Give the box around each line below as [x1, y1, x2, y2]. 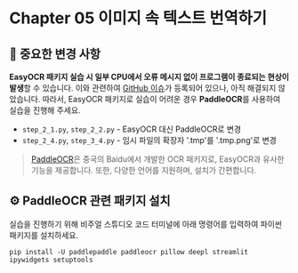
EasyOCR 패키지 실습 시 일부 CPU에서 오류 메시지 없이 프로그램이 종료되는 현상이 [9, 72, 289, 82]
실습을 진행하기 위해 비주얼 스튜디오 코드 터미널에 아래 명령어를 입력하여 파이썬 [9, 219, 283, 229]
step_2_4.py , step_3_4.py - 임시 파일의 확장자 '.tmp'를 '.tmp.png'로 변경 [21, 135, 278, 145]
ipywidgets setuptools [9, 255, 93, 264]
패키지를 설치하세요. [9, 229, 78, 240]
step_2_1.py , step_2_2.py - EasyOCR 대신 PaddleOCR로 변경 [21, 124, 242, 134]
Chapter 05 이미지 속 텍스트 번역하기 [9, 8, 267, 28]
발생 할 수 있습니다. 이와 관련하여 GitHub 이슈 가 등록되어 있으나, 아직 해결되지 [9, 83, 277, 93]
